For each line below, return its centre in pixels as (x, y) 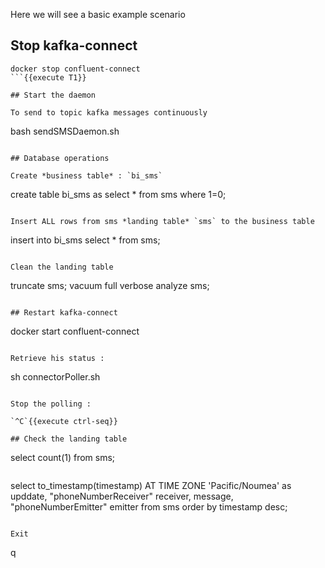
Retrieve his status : (57, 358)
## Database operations (60, 158)
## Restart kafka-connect (64, 312)
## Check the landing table (69, 439)
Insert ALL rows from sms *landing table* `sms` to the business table (162, 221)
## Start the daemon (53, 95)
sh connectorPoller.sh (55, 376)
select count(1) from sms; (63, 457)
